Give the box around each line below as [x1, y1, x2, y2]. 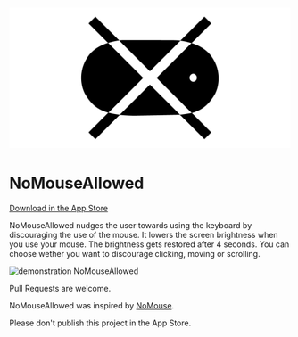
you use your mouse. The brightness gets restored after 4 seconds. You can [9, 239, 290, 250]
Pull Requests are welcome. [9, 284, 112, 294]
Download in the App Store [9, 203, 109, 214]
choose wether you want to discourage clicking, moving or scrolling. [9, 249, 261, 259]
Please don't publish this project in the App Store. [9, 317, 192, 328]
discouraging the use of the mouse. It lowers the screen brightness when [9, 230, 278, 241]
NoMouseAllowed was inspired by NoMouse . [9, 300, 175, 311]
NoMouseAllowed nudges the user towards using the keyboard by [9, 220, 252, 231]
